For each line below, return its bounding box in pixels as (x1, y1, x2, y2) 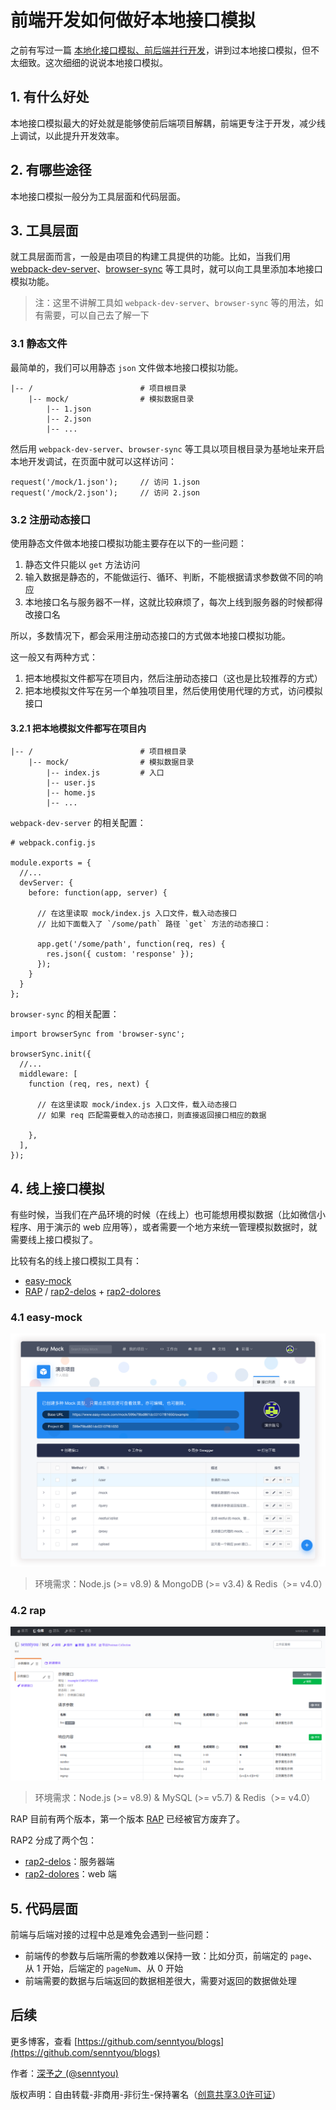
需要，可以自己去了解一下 (43, 309, 150, 321)
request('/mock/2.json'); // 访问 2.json (10, 487, 200, 498)
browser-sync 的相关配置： (10, 1008, 120, 1020)
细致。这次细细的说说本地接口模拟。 (18, 56, 168, 68)
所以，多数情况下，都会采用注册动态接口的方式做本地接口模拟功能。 (10, 629, 291, 641)
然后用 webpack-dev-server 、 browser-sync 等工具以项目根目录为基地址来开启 (10, 442, 325, 455)
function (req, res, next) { (28, 1079, 150, 1090)
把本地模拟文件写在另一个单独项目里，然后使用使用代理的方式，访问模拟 (24, 684, 323, 696)
